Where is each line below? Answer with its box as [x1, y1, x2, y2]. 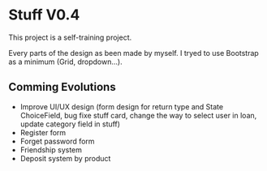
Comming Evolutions [8, 80, 116, 94]
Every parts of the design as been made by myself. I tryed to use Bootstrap [8, 48, 260, 58]
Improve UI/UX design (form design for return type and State [19, 101, 224, 111]
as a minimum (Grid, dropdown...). [8, 57, 123, 66]
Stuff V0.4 [8, 6, 80, 24]
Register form [19, 127, 67, 137]
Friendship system [19, 144, 83, 155]
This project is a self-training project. [8, 32, 132, 42]
